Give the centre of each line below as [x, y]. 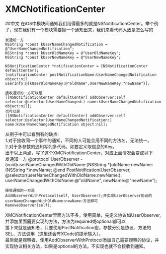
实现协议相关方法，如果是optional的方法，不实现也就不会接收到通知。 [77, 246]
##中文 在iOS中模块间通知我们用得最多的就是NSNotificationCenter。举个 [80, 23]
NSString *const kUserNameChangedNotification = [56, 44]
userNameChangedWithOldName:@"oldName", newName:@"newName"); [81, 180]
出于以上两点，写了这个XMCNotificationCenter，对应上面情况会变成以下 [79, 153]
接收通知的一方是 [20, 190]
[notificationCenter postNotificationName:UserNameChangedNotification [81, 75]
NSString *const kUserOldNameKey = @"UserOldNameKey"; [63, 53]
